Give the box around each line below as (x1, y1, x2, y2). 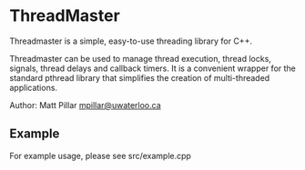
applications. (9, 82, 57, 93)
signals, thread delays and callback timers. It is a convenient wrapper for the (9, 63, 296, 74)
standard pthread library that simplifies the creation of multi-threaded (9, 72, 270, 83)
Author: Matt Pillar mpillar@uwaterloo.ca (9, 99, 161, 110)
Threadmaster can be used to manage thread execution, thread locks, (9, 53, 271, 64)
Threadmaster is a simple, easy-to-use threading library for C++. (9, 35, 253, 46)
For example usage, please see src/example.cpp (9, 150, 191, 161)
